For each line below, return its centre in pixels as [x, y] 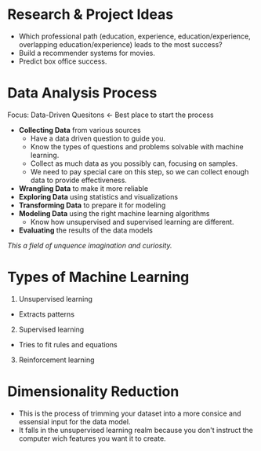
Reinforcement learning [56, 360]
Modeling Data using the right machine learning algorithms [114, 213]
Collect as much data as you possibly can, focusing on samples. [134, 163]
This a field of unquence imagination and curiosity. [90, 245]
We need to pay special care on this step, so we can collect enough [140, 171]
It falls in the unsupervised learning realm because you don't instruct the [136, 430]
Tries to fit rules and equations [68, 344]
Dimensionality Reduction [93, 391]
